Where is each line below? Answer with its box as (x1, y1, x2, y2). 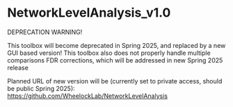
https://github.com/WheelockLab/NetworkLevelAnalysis (7, 92, 168, 100)
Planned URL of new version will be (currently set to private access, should (7, 76, 223, 85)
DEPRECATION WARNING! (7, 28, 83, 36)
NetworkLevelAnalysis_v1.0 (7, 5, 171, 21)
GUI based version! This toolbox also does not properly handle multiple (7, 49, 211, 57)
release (7, 63, 29, 72)
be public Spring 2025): (7, 84, 75, 92)
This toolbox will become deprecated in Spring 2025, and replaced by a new (7, 41, 226, 49)
